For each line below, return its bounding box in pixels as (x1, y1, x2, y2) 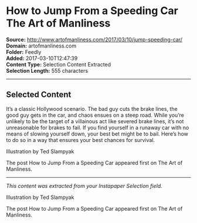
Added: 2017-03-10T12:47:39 (6, 55, 78, 62)
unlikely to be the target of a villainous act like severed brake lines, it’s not (6, 117, 184, 124)
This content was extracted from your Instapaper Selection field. (6, 182, 162, 189)
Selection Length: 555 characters (6, 67, 89, 74)
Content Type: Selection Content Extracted (6, 60, 111, 68)
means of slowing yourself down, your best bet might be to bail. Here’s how (6, 130, 189, 137)
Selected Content (6, 90, 72, 100)
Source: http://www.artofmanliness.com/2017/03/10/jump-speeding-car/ (6, 36, 183, 43)
